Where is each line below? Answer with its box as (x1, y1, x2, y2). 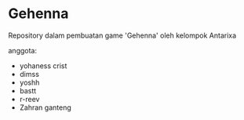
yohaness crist (19, 60, 67, 71)
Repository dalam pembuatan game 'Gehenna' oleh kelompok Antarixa (8, 31, 237, 40)
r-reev (19, 94, 40, 104)
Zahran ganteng (19, 103, 72, 112)
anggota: (8, 45, 38, 55)
